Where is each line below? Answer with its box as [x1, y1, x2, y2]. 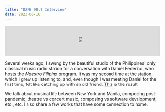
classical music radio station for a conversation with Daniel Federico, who [5, 65, 154, 71]
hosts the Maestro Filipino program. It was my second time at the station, [5, 71, 153, 77]
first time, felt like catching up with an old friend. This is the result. [5, 81, 139, 87]
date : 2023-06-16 [5, 12, 41, 17]
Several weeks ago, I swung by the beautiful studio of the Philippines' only [5, 60, 156, 66]
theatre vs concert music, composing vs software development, [27, 96, 157, 102]
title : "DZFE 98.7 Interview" [5, 7, 67, 12]
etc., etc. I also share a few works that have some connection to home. [5, 101, 148, 107]
